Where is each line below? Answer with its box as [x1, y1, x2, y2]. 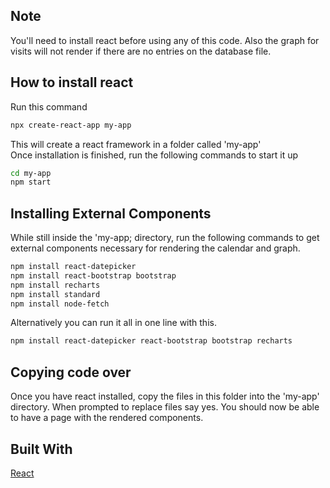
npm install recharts [10, 280, 101, 290]
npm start [10, 177, 52, 188]
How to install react [10, 74, 134, 91]
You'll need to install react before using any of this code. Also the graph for [10, 34, 320, 46]
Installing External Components [10, 205, 212, 222]
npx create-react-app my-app [10, 120, 132, 130]
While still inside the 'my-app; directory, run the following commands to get [10, 232, 320, 244]
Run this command [10, 100, 88, 113]
